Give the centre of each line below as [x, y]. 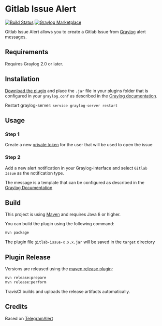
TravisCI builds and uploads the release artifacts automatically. [67, 291]
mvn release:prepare [26, 278]
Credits [16, 307]
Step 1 [12, 134]
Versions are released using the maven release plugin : [59, 269]
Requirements [27, 52]
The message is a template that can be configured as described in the [75, 182]
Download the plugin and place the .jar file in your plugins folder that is [77, 91]
